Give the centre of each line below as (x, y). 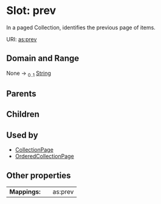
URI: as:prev (22, 39)
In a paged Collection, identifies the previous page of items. (81, 27)
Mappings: (25, 191)
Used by (22, 135)
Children (23, 114)
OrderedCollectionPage (44, 157)
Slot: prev (31, 11)
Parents (21, 93)
